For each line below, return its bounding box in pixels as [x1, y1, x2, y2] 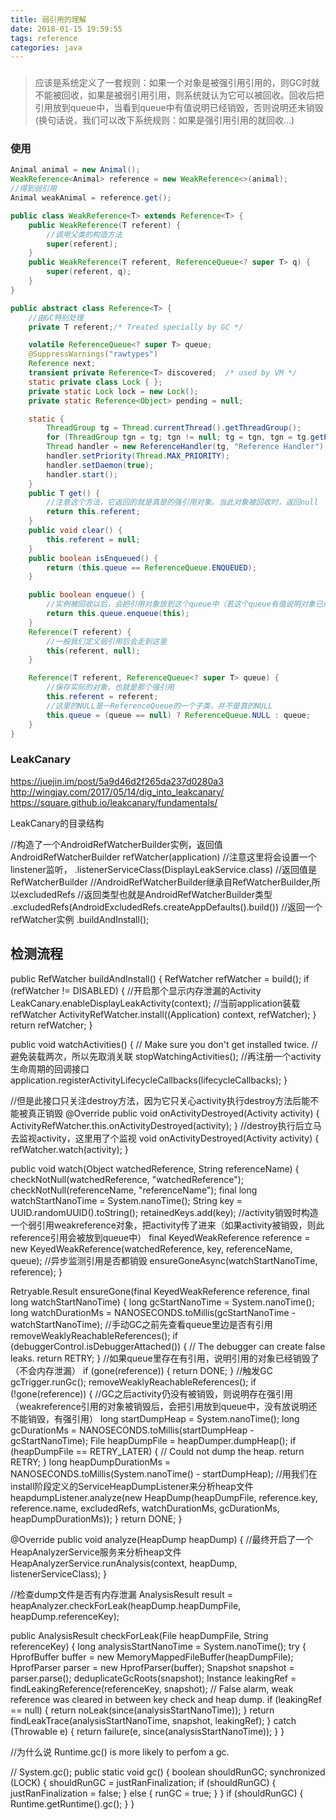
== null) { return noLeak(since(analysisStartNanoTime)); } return [10, 1704, 275, 1716]
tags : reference [10, 33, 78, 43]
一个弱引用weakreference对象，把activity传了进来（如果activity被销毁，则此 [10, 1219, 325, 1231]
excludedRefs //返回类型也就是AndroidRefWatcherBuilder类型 [18, 888, 273, 900]
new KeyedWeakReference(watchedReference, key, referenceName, [10, 1242, 293, 1255]
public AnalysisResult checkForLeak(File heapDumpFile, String [10, 1629, 269, 1641]
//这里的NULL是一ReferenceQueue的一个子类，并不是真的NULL [46, 701, 273, 711]
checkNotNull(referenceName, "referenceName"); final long [10, 1184, 258, 1196]
